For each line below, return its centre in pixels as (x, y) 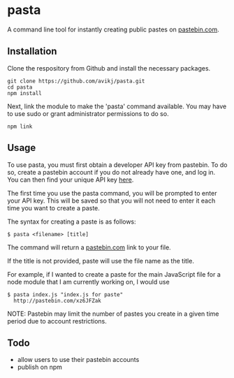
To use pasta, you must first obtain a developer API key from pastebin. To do (117, 165)
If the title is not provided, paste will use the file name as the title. (101, 261)
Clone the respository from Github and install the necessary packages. (109, 68)
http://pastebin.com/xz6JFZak (57, 300)
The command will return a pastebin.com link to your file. (89, 247)
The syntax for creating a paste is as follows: (72, 221)
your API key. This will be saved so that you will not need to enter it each (111, 201)
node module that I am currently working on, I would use (88, 282)
